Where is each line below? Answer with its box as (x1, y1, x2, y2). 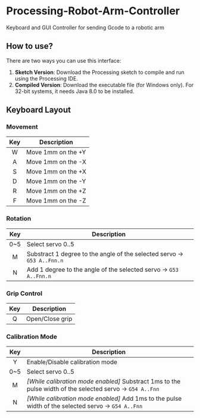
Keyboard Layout (6, 105, 71, 115)
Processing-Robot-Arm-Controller (6, 4, 180, 18)
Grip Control (6, 289, 43, 298)
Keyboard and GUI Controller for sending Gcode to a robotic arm (6, 24, 165, 31)
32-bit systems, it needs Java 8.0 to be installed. (14, 88, 135, 95)
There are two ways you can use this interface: (6, 57, 121, 64)
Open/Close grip (26, 315, 73, 323)
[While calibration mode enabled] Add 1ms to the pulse (26, 395, 182, 403)
